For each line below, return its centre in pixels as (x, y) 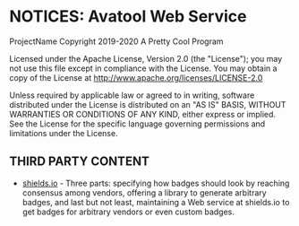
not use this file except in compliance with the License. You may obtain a (143, 68)
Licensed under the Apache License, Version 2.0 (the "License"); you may (146, 58)
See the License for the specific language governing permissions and (137, 124)
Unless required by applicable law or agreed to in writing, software (132, 95)
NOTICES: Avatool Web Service (128, 17)
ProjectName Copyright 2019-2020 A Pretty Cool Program (116, 41)
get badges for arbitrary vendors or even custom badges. (128, 212)
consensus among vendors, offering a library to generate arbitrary (144, 192)
